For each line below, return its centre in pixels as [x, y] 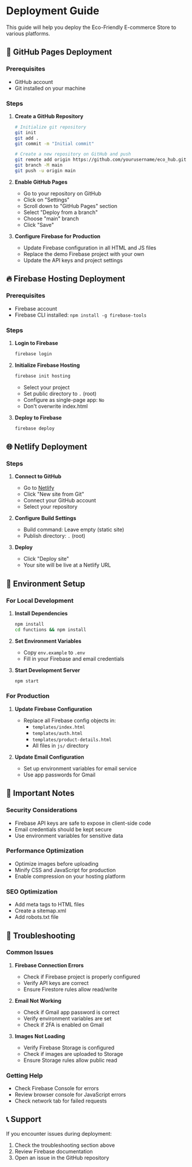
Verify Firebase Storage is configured [69, 1048]
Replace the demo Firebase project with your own [84, 254]
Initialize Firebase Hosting [47, 365]
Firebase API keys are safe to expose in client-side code [83, 823]
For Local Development [40, 600]
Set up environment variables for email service [80, 768]
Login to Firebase [36, 343]
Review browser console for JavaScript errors [70, 1095]
